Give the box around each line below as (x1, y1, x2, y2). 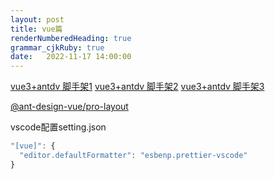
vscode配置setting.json (10, 121, 107, 133)
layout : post (10, 14, 65, 25)
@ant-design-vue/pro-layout (10, 101, 129, 113)
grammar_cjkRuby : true (10, 42, 105, 53)
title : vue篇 (10, 24, 63, 34)
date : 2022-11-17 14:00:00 (10, 52, 132, 62)
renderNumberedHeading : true (10, 33, 132, 43)
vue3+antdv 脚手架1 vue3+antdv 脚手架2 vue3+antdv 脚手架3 (10, 81, 265, 93)
